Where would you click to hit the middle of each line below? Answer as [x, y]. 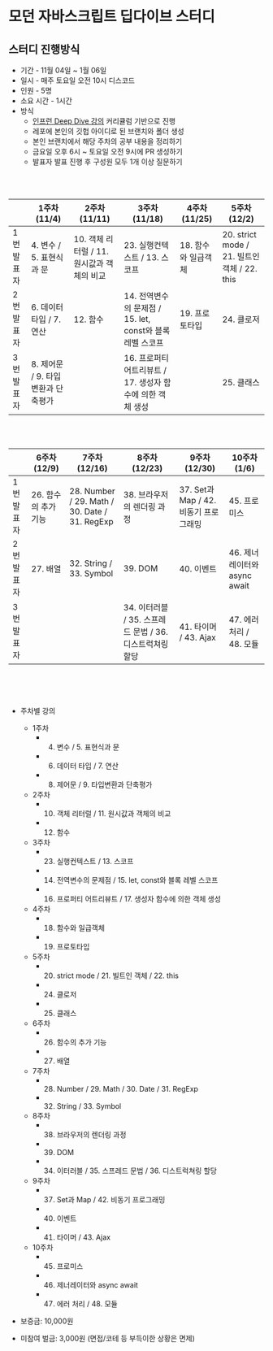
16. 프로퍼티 [146, 358]
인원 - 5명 [36, 91]
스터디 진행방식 [44, 49]
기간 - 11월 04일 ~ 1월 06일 [63, 70]
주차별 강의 [38, 711]
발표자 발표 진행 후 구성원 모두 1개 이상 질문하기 [107, 162]
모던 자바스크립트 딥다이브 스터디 [112, 17]
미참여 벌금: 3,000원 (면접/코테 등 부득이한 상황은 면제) [107, 1338]
